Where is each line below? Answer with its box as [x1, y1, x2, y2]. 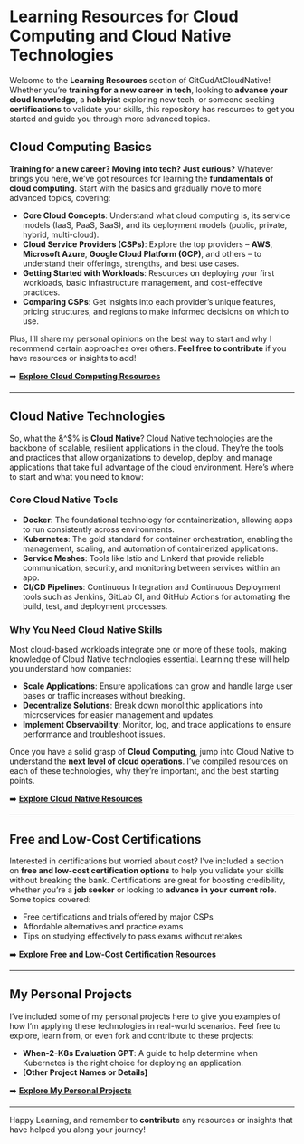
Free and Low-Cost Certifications [9, 831, 202, 847]
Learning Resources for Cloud [9, 6, 239, 27]
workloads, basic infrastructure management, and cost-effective [22, 277, 263, 288]
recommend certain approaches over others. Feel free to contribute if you [9, 342, 287, 354]
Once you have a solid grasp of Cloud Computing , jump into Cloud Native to [9, 747, 294, 758]
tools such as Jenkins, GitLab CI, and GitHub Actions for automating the [22, 591, 290, 602]
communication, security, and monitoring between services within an [22, 562, 280, 573]
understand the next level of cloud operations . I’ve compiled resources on [9, 756, 289, 767]
